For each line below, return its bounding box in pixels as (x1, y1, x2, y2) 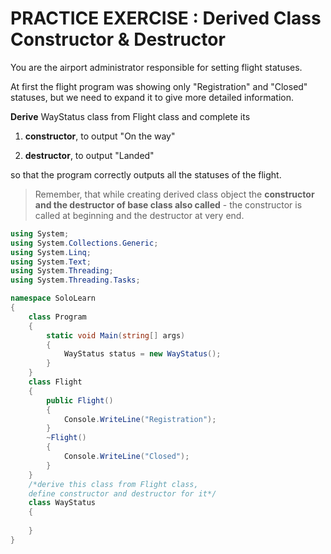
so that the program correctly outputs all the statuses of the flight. (10, 168, 282, 181)
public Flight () (46, 395, 114, 406)
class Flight (28, 377, 83, 387)
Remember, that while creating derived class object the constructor (34, 188, 315, 200)
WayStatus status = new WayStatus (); (63, 349, 222, 359)
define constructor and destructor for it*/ (28, 488, 217, 499)
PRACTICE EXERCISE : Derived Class (10, 7, 322, 30)
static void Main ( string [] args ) (46, 330, 186, 341)
